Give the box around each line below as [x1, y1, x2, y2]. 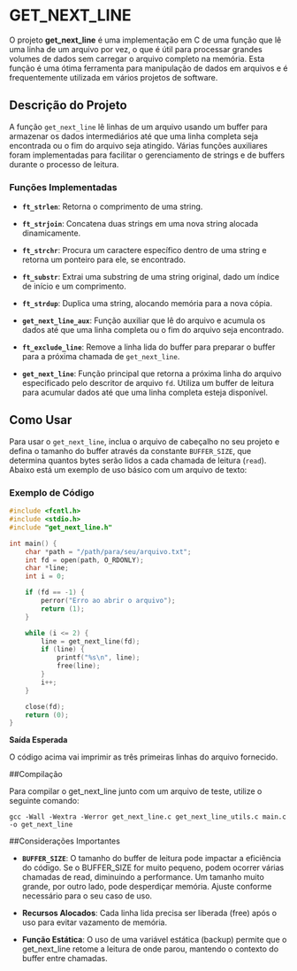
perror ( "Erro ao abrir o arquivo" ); [41, 597, 176, 605]
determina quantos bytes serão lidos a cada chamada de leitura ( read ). [9, 455, 267, 466]
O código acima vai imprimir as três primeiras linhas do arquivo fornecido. [9, 751, 278, 762]
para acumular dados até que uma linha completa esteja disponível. [21, 387, 268, 398]
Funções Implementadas [9, 181, 118, 193]
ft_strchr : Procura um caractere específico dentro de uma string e [21, 245, 267, 256]
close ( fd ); [25, 702, 65, 711]
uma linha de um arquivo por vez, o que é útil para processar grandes [9, 43, 263, 54]
